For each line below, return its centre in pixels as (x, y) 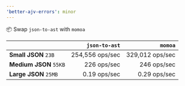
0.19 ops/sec (102, 74)
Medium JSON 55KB (37, 64)
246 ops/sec (157, 64)
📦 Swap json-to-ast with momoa (46, 29)
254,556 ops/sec (96, 54)
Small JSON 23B (32, 54)
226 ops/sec (102, 64)
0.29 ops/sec (156, 74)
